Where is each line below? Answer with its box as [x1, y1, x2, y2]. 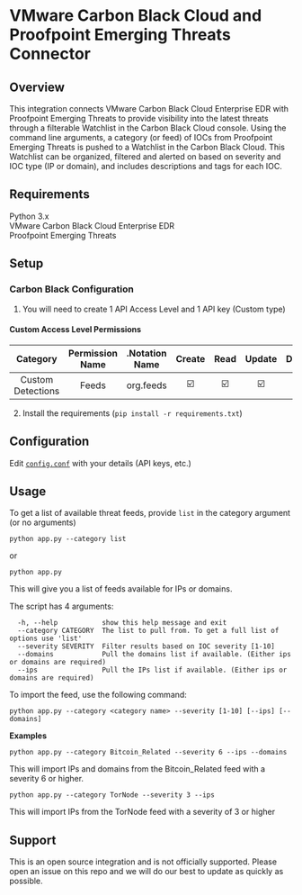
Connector [9, 44, 92, 64]
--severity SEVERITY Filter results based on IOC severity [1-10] [17, 642, 276, 651]
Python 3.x [9, 211, 49, 221]
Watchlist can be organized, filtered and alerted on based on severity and [9, 151, 281, 162]
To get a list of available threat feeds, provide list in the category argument [9, 508, 290, 519]
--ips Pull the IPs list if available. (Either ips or [17, 665, 288, 675]
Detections [13, 384, 60, 397]
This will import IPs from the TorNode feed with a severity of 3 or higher [9, 807, 276, 818]
